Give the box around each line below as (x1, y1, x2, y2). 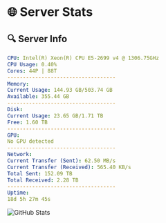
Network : (7, 151, 33, 158)
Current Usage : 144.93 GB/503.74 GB (7, 87, 113, 94)
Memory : (7, 80, 30, 87)
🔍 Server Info (7, 32, 68, 45)
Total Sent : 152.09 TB (7, 170, 73, 177)
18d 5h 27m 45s (7, 196, 51, 203)
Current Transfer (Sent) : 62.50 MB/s (7, 157, 116, 164)
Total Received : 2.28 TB (7, 177, 79, 184)
